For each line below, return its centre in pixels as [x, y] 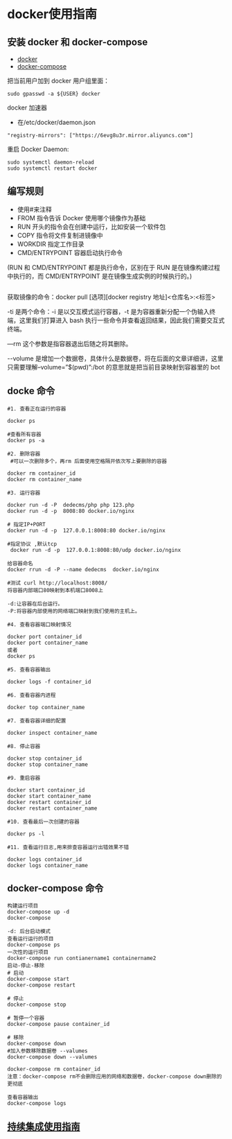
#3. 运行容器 [24, 493]
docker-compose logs [37, 1104]
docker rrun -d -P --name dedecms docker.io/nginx [83, 569]
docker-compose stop [37, 1005]
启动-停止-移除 [26, 966]
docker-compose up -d [38, 912]
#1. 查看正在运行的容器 [37, 409]
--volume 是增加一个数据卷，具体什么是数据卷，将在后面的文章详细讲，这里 [115, 358]
